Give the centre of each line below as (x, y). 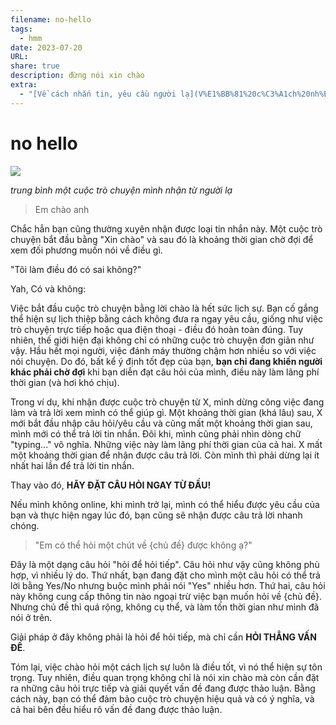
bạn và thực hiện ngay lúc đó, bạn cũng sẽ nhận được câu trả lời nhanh (156, 515)
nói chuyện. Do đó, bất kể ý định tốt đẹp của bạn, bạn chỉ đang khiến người (166, 361)
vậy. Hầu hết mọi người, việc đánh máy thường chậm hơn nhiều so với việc (163, 350)
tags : (21, 29)
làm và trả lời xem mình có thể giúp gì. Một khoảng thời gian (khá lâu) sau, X (166, 412)
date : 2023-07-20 (46, 47)
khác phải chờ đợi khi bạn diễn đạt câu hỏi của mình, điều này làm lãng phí (165, 372)
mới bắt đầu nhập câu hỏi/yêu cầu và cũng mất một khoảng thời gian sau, (161, 423)
